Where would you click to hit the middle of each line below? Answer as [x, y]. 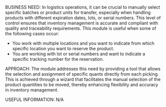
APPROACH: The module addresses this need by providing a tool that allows [83, 69]
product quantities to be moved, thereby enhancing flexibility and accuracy [82, 85]
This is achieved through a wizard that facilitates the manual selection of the [83, 79]
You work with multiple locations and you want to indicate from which [83, 43]
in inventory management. [32, 90]
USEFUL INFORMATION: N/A [34, 100]
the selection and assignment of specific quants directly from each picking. [82, 74]
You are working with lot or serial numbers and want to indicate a [79, 54]
